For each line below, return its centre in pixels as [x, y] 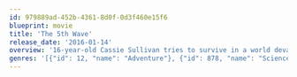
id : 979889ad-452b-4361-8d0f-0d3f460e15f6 [88, 17]
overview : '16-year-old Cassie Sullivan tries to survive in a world [140, 50]
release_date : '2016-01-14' [61, 42]
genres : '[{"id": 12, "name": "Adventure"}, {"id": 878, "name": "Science [150, 58]
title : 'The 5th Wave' [51, 34]
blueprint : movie [41, 26]
